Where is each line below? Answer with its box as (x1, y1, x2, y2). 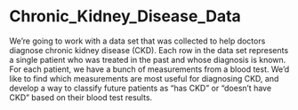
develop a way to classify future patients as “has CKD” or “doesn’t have (9, 82, 272, 93)
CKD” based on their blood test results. (9, 91, 153, 103)
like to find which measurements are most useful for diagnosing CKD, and (9, 73, 279, 83)
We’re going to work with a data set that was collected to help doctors (9, 35, 266, 46)
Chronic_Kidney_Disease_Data (9, 6, 242, 27)
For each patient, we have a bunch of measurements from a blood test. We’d (9, 64, 290, 75)
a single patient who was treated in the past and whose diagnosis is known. (9, 54, 286, 65)
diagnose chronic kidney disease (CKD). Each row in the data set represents (9, 44, 289, 55)
